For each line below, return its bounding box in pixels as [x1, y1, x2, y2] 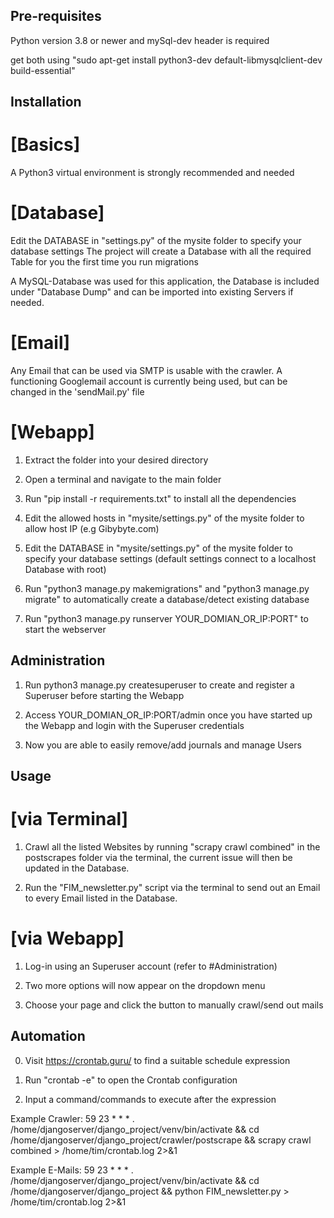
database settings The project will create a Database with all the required [10, 245, 312, 258]
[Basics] [10, 134, 81, 156]
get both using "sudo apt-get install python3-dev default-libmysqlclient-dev [10, 54, 323, 66]
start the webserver [24, 623, 107, 635]
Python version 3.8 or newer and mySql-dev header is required [10, 34, 270, 46]
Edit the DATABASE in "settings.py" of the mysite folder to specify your [10, 235, 302, 247]
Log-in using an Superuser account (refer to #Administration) [24, 960, 278, 973]
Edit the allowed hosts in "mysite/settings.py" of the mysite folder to [24, 512, 305, 524]
